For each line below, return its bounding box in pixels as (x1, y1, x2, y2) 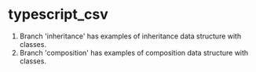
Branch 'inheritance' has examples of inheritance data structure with (19, 31, 242, 41)
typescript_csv (8, 5, 108, 23)
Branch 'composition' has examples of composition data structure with (19, 48, 249, 57)
